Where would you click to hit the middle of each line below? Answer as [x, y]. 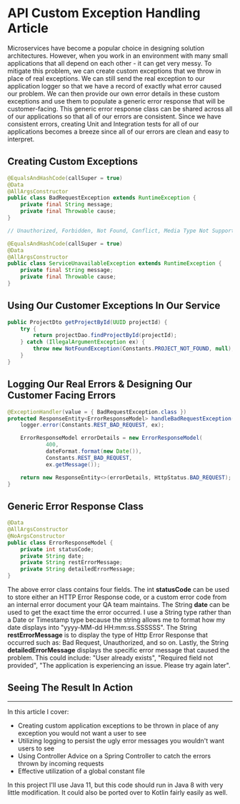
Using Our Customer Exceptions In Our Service [114, 306]
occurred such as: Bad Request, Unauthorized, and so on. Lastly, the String [118, 643]
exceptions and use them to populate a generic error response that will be [116, 101]
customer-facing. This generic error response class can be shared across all [120, 109]
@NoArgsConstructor [36, 536]
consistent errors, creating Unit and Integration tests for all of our [103, 124]
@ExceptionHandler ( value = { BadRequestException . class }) [97, 412]
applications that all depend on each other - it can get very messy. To [110, 63]
